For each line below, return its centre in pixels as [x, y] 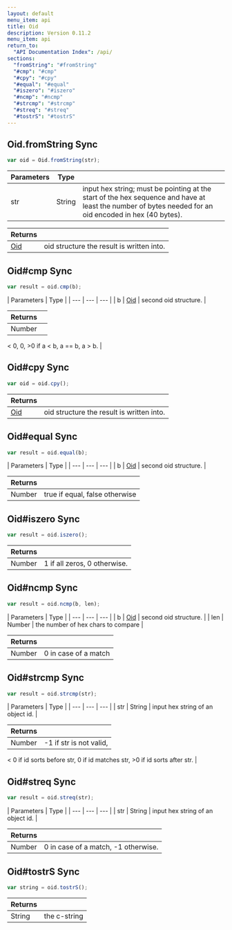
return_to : [23, 46]
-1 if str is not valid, [76, 743]
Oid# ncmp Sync [42, 588]
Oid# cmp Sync [40, 271]
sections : [21, 59]
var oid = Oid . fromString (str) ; [54, 160]
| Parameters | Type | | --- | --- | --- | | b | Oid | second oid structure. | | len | [116, 617]
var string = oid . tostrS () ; [48, 887]
